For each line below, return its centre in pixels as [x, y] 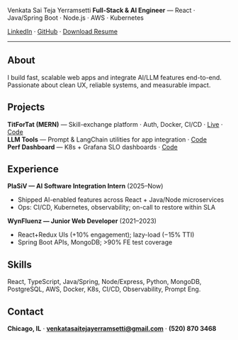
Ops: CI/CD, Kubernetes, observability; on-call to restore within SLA [117, 208]
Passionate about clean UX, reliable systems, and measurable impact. [109, 85]
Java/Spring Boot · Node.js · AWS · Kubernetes [75, 18]
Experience [33, 169]
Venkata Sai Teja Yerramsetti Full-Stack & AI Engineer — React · [101, 10]
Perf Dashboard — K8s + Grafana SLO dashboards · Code [93, 147]
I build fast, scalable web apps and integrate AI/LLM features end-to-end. [114, 77]
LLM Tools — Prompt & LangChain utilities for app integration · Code [107, 139]
